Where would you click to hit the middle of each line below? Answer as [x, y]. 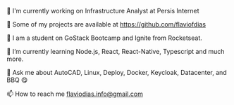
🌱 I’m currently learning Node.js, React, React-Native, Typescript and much [116, 51]
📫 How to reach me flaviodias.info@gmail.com [75, 94]
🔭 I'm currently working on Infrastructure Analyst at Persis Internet [103, 11]
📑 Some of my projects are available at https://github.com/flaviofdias [106, 24]
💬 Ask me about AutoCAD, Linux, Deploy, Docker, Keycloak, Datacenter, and [117, 72]
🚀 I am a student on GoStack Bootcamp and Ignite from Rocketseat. [104, 38]
